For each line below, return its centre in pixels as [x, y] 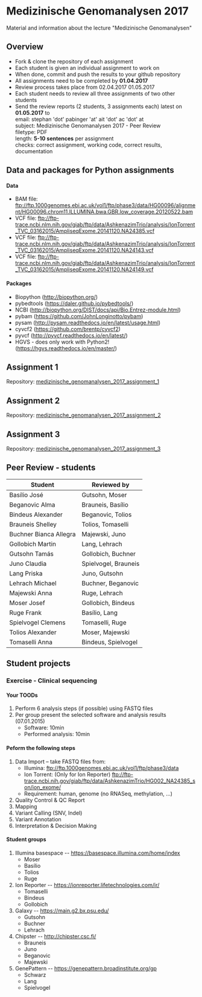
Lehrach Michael [33, 583]
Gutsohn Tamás [32, 554]
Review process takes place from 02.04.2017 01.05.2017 [85, 87]
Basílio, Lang [99, 612]
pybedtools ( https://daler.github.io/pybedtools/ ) [74, 303]
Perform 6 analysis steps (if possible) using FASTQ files [84, 708]
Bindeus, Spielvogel [109, 642]
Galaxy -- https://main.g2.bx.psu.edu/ [62, 911]
